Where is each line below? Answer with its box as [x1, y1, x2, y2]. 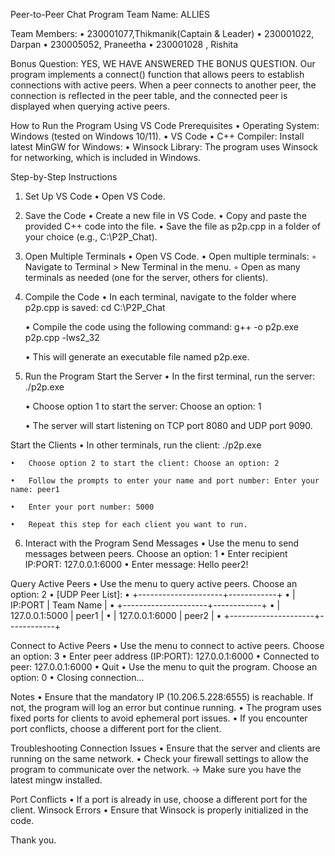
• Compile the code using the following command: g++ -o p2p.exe [24, 321, 299, 333]
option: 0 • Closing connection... [10, 672, 145, 683]
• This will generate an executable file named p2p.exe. [24, 351, 250, 363]
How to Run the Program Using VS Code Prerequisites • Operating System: [10, 120, 320, 131]
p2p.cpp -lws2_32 [24, 332, 100, 343]
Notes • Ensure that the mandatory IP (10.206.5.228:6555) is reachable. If [10, 691, 314, 703]
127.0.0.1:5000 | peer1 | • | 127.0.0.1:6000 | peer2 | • [10, 610, 222, 621]
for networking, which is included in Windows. [10, 152, 201, 163]
